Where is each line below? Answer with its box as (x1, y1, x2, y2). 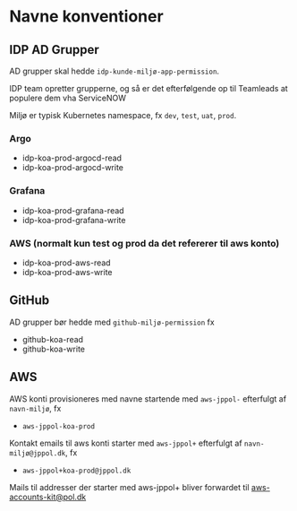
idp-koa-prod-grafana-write (21, 214, 126, 225)
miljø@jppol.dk (9, 448, 66, 458)
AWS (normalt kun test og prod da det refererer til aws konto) (9, 237, 280, 249)
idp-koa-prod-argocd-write (21, 162, 123, 173)
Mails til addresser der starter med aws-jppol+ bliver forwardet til (9, 481, 250, 492)
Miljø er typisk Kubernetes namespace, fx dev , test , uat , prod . (9, 110, 237, 120)
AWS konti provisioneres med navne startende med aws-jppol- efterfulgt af (9, 393, 287, 404)
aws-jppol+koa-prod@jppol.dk (21, 466, 132, 475)
